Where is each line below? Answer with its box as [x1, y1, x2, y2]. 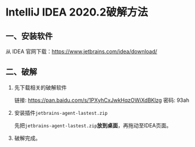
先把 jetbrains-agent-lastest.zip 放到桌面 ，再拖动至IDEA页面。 [14, 121, 172, 129]
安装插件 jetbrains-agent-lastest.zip [14, 109, 108, 116]
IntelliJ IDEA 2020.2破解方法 [5, 5, 148, 19]
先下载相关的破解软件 [14, 84, 67, 91]
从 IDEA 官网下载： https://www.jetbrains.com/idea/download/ [5, 48, 157, 55]
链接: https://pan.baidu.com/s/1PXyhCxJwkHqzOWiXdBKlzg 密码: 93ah [14, 96, 190, 104]
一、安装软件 [5, 31, 53, 41]
